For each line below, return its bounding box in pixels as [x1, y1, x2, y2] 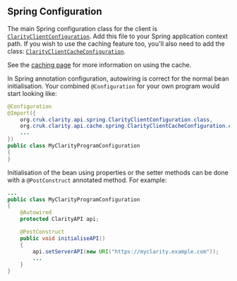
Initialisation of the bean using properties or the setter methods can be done [7, 168, 229, 177]
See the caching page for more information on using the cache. [7, 60, 192, 69]
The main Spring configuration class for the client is [7, 24, 157, 32]
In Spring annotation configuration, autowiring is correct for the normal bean [7, 74, 229, 83]
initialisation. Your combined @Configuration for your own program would [7, 81, 220, 90]
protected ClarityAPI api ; [20, 215, 99, 223]
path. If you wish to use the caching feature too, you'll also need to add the [7, 39, 226, 48]
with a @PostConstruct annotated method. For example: [7, 176, 167, 184]
